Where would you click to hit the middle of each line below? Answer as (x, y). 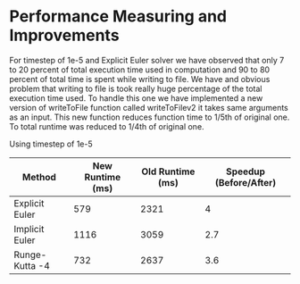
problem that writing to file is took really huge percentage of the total (136, 88)
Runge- (30, 255)
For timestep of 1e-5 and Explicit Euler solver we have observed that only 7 (147, 60)
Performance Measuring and (118, 17)
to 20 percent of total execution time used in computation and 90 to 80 (140, 70)
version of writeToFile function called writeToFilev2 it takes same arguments (149, 107)
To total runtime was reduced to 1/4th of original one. (107, 126)
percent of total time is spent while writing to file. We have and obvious (140, 79)
